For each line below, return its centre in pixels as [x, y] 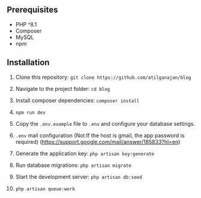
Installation [28, 63]
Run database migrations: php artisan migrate [73, 165]
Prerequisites [32, 10]
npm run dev [30, 113]
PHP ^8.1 [26, 24]
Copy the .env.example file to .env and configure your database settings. [105, 123]
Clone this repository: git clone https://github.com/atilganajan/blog [103, 77]
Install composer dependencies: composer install [77, 100]
